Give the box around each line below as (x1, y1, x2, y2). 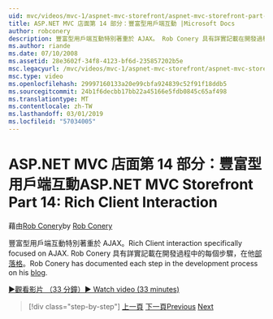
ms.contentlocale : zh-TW (8, 102, 93, 110)
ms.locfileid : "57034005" (8, 118, 96, 126)
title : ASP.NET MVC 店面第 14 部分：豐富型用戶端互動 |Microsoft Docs (8, 19, 236, 28)
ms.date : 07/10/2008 (8, 50, 79, 58)
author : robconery (8, 27, 71, 35)
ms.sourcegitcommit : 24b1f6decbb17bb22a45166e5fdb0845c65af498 (8, 87, 227, 96)
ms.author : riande (8, 42, 71, 50)
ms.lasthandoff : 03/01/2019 (8, 110, 104, 119)
